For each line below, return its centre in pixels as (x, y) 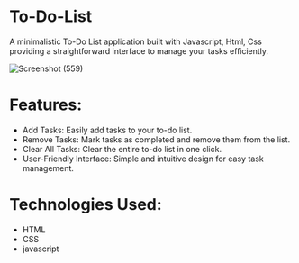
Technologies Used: (86, 205)
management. (48, 168)
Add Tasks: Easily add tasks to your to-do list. (107, 130)
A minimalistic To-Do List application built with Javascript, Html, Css (136, 41)
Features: (46, 105)
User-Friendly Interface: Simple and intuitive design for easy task (143, 159)
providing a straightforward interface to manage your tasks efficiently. (139, 50)
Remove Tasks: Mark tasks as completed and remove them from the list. (156, 139)
